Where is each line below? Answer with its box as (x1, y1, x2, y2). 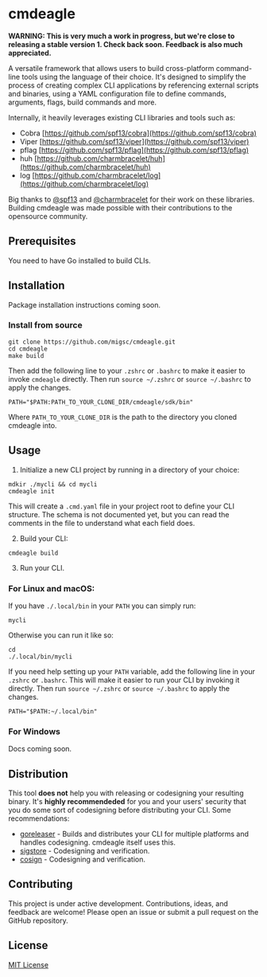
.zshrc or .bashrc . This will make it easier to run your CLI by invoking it (8, 675, 240, 685)
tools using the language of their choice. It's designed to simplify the (21, 72, 246, 81)
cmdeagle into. (8, 420, 57, 430)
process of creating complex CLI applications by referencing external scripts (8, 80, 259, 90)
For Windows (8, 726, 61, 737)
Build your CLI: (19, 533, 68, 543)
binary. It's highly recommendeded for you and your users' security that (8, 797, 246, 806)
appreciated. (8, 48, 52, 57)
